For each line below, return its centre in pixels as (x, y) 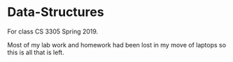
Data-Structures (56, 12)
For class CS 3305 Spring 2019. (53, 31)
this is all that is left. (36, 52)
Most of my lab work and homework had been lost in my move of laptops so (116, 45)
